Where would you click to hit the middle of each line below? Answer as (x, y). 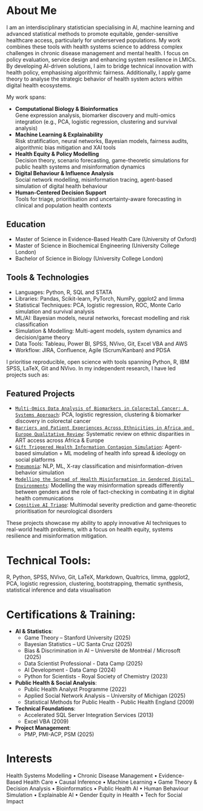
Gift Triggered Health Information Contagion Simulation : (89, 447)
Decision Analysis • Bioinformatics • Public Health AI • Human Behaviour (98, 789)
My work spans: (26, 97)
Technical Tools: (48, 560)
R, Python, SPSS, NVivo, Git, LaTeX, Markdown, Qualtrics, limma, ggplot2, (98, 577)
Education (26, 225)
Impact (15, 801)
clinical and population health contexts (63, 205)
